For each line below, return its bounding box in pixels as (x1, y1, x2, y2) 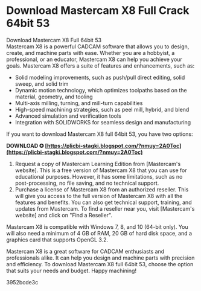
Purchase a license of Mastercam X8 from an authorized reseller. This (14, 185, 189, 193)
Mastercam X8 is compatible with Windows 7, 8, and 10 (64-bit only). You (6, 223, 188, 230)
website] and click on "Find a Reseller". (14, 211, 113, 219)
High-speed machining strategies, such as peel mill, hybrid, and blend (14, 106, 190, 113)
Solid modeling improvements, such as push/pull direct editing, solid (14, 74, 185, 81)
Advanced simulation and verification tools (14, 112, 122, 120)
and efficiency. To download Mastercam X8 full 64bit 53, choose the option (6, 260, 194, 267)
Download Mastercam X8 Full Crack (6, 4, 190, 18)
